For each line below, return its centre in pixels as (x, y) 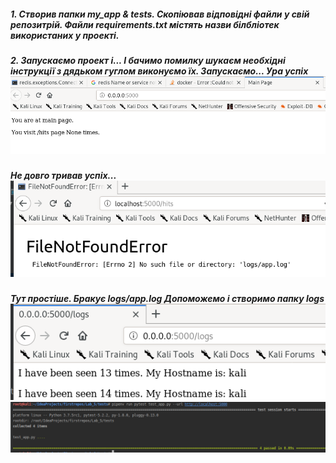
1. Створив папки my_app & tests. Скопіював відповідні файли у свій (160, 14)
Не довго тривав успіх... (63, 176)
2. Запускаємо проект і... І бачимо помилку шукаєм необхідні (148, 60)
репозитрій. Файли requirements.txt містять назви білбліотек (145, 24)
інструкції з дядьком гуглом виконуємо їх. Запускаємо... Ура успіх (159, 71)
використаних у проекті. (65, 35)
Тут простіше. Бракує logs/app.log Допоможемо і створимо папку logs (167, 299)
